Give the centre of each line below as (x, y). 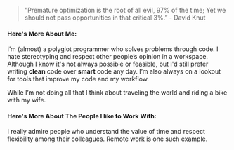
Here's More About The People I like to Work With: (82, 116)
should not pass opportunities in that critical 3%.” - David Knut (115, 18)
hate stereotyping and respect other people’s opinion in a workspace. (108, 57)
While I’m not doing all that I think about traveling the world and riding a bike (117, 93)
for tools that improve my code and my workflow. (78, 79)
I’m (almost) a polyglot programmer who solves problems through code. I (113, 49)
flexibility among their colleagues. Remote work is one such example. (108, 139)
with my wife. (27, 100)
